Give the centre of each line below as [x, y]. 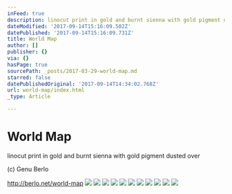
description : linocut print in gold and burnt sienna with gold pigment [114, 20]
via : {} [18, 58]
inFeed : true [26, 13]
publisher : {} [28, 52]
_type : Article [29, 97]
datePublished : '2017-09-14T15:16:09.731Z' [71, 33]
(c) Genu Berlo [28, 169]
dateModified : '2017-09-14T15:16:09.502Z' [69, 26]
